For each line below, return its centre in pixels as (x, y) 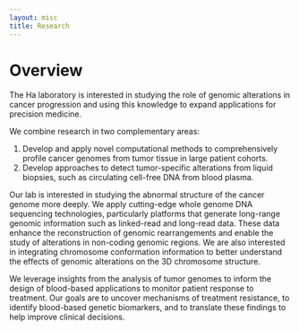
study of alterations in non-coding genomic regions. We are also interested (147, 242)
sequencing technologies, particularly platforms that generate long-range (145, 214)
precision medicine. (46, 114)
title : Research (39, 26)
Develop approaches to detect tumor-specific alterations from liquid (147, 168)
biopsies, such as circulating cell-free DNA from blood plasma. (138, 178)
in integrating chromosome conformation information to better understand (146, 252)
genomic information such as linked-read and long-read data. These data (145, 223)
